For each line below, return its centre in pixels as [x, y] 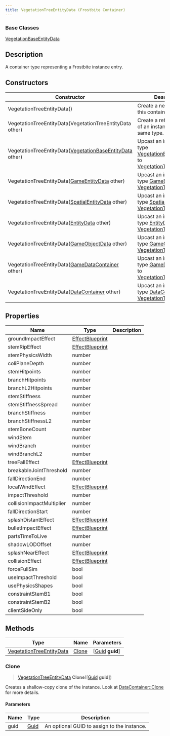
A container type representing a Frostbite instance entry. [64, 67]
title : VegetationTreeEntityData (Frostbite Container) [65, 10]
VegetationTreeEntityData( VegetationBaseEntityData [70, 150]
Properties [22, 316]
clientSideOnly [25, 610]
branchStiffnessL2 [30, 421]
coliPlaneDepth [26, 364]
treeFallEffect [24, 462]
